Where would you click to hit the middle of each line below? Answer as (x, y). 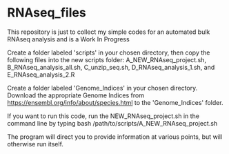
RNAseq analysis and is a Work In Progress (68, 39)
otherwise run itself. (36, 144)
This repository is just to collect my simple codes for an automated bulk (109, 32)
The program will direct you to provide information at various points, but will (115, 137)
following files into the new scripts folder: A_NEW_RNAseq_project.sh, (107, 59)
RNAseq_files (47, 13)
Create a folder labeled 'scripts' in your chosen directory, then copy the (109, 52)
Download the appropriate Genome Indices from (76, 95)
